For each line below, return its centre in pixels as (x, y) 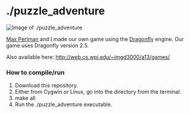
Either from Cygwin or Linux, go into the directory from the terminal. (98, 92)
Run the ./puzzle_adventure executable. (63, 104)
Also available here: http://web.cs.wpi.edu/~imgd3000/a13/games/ (88, 57)
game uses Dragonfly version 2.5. (48, 45)
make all (25, 98)
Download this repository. (46, 85)
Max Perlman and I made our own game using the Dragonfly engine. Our (95, 39)
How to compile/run (35, 72)
